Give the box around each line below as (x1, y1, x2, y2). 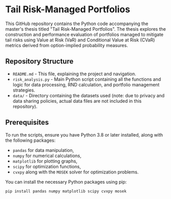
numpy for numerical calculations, (12, 152, 82, 159)
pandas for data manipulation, (12, 147, 74, 153)
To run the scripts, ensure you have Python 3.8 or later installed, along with (5, 131, 163, 138)
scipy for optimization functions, (12, 163, 81, 169)
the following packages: (5, 137, 56, 143)
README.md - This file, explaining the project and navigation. (12, 71, 136, 77)
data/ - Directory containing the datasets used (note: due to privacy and (12, 92, 165, 98)
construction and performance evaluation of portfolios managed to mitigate (5, 31, 164, 37)
